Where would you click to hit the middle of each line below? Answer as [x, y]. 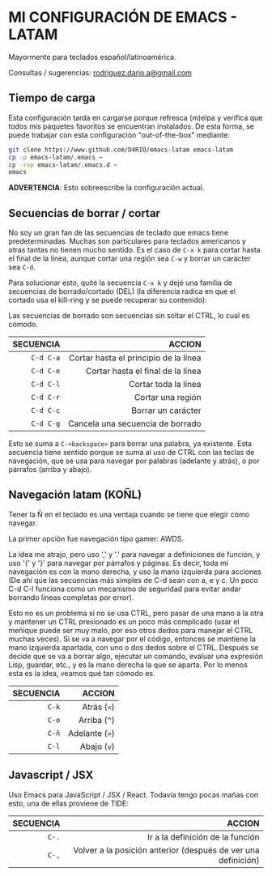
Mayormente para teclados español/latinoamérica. [92, 57]
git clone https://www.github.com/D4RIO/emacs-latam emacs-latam [121, 150]
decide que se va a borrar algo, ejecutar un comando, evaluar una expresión [136, 656]
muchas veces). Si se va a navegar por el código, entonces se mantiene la [132, 639]
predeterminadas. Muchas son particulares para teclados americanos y [127, 241]
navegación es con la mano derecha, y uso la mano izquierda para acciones [135, 572]
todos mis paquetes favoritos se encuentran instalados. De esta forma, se [132, 126]
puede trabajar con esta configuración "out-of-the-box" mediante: [119, 134]
